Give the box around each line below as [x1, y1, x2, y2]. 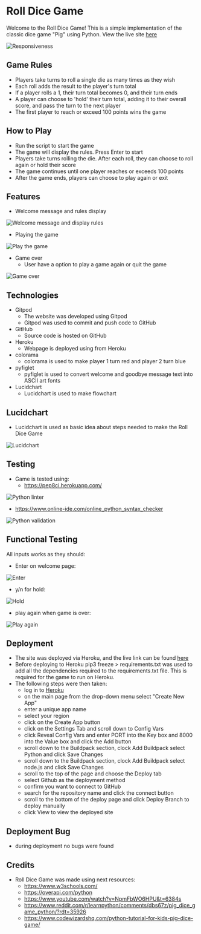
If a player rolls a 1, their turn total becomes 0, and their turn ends [14, 89, 178, 96]
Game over [14, 254, 43, 261]
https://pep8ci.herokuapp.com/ [24, 481, 103, 488]
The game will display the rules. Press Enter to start [14, 148, 143, 156]
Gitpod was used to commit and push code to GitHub [24, 319, 156, 326]
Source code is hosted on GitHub [24, 332, 107, 340]
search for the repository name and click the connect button [24, 789, 174, 797]
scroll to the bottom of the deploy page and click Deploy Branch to [24, 796, 190, 803]
